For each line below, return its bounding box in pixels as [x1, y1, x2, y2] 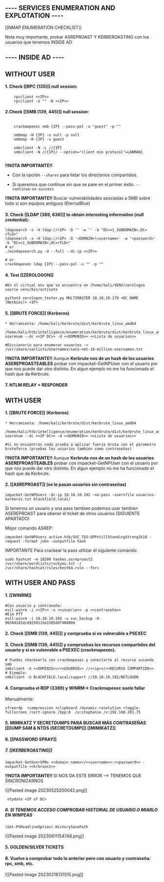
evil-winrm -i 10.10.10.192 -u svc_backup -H [5, 616, 99, 621]
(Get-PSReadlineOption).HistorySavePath [5, 824, 89, 829]
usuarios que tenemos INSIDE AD [5, 39, 72, 45]
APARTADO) [5, 516, 30, 522]
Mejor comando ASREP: [5, 525, 53, 531]
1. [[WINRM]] [5, 592, 32, 598]
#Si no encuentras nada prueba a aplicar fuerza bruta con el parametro [5, 442, 156, 447]
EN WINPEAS [5, 812, 33, 818]
